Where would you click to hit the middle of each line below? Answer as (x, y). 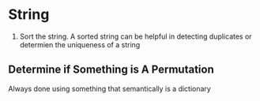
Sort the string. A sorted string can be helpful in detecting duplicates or (136, 36)
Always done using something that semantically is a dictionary (109, 88)
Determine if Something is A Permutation (111, 70)
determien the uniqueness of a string (80, 44)
